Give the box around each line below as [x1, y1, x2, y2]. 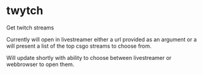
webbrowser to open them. [6, 61, 75, 68]
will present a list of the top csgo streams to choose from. [6, 42, 152, 50]
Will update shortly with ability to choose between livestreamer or [6, 54, 172, 61]
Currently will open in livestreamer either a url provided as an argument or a [6, 35, 197, 43]
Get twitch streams [6, 24, 54, 31]
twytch [6, 4, 43, 18]
